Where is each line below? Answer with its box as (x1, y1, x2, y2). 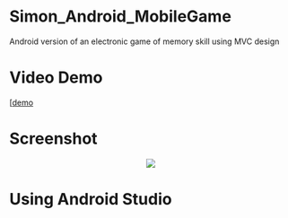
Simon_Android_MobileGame (9, 6, 231, 27)
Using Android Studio (9, 189, 172, 209)
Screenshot (9, 128, 98, 149)
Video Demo (9, 67, 103, 88)
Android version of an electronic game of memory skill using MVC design (9, 36, 280, 47)
